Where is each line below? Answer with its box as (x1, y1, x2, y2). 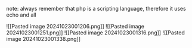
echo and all (6, 11, 37, 18)
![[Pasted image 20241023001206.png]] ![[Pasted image (6, 23, 145, 30)
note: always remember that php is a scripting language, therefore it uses (6, 5, 186, 12)
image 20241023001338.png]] (6, 36, 81, 42)
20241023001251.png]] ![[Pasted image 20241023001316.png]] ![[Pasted (6, 29, 185, 36)
